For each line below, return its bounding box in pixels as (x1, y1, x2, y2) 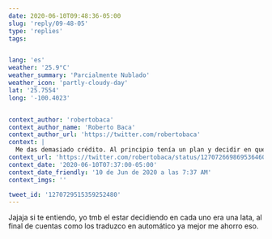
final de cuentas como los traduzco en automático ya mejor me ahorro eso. (8, 221, 259, 231)
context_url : (8, 153, 53, 161)
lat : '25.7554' (8, 86, 60, 94)
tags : (8, 34, 27, 43)
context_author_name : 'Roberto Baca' (8, 123, 136, 131)
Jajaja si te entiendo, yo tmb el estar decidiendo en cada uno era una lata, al (8, 212, 262, 223)
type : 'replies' (8, 27, 63, 35)
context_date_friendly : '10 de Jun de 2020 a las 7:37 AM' (8, 168, 212, 177)
